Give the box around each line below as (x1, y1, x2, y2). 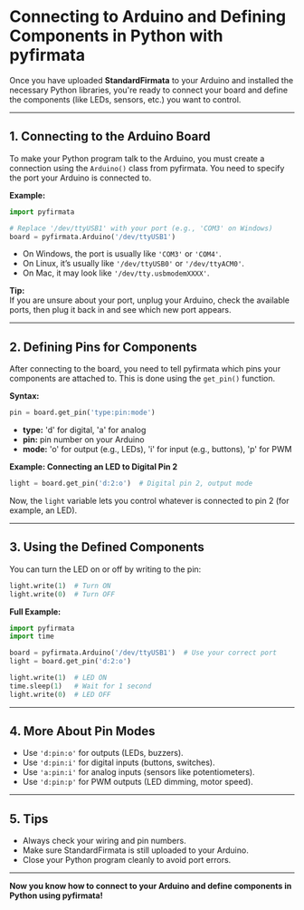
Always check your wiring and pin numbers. (22, 836, 187, 847)
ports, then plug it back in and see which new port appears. (9, 305, 232, 315)
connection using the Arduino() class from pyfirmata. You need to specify (9, 162, 285, 173)
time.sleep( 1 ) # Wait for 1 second (9, 682, 152, 691)
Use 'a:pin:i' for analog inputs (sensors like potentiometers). (22, 767, 255, 778)
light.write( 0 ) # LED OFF (9, 690, 111, 699)
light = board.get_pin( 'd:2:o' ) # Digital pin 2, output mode (9, 479, 253, 489)
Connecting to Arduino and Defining (9, 6, 287, 27)
